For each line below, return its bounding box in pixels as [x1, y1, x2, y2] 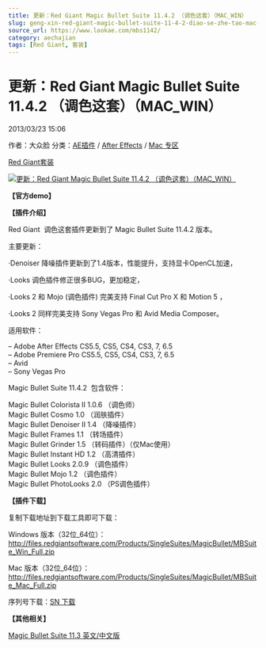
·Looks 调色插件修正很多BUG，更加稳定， [8, 275, 144, 285]
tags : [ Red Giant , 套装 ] [8, 41, 88, 49]
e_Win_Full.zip [8, 547, 55, 557]
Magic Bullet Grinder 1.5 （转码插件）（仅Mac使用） [8, 440, 176, 449]
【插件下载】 [8, 496, 50, 505]
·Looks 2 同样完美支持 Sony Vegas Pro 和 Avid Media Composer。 [8, 309, 224, 318]
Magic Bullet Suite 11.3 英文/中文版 [8, 631, 120, 640]
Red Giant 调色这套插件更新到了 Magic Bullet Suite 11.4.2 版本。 [8, 225, 217, 234]
